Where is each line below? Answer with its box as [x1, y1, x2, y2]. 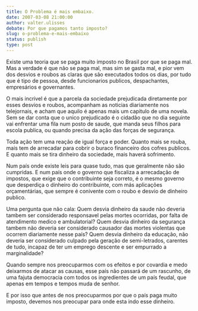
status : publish [6, 36, 46, 42]
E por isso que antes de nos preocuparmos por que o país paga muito [6, 291, 177, 299]
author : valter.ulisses [6, 20, 65, 26]
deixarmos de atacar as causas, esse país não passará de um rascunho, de [6, 267, 191, 274]
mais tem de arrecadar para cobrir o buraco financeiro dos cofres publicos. [6, 144, 191, 152]
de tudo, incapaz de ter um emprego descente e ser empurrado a [6, 243, 167, 250]
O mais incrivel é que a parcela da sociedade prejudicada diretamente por [6, 95, 187, 102]
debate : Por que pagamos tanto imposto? [6, 25, 108, 32]
